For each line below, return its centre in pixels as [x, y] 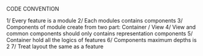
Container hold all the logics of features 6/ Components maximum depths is [102, 40]
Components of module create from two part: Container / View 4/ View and [101, 27]
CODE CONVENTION [33, 9]
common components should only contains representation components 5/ [100, 33]
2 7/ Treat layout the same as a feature [55, 46]
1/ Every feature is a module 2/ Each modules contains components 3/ [94, 20]
